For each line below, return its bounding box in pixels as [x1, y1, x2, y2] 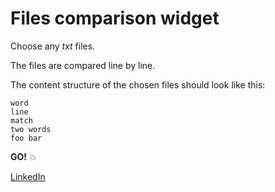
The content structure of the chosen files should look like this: [10, 78, 266, 91]
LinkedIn [10, 170, 46, 182]
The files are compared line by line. [10, 59, 156, 71]
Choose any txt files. [10, 40, 96, 52]
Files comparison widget [10, 7, 220, 30]
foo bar [10, 133, 43, 143]
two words [10, 124, 52, 134]
